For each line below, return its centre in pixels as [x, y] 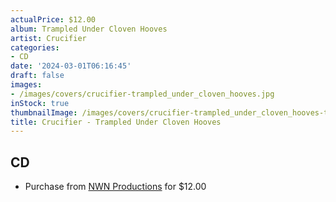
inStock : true [40, 103]
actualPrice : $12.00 [53, 19]
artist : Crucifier [48, 38]
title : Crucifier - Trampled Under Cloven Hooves [116, 122]
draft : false [37, 76]
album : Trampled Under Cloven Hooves [89, 29]
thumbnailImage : [44, 112]
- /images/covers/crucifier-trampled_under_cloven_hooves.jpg [142, 94]
